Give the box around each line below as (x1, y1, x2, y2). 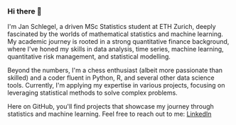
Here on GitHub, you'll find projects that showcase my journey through (7, 102, 215, 111)
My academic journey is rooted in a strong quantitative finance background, (7, 37, 230, 46)
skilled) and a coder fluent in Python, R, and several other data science (7, 73, 215, 82)
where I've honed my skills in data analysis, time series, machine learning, (7, 45, 224, 54)
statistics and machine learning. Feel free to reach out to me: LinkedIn (7, 109, 212, 119)
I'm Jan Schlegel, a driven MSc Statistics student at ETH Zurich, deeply (7, 23, 216, 31)
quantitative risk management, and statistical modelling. (7, 52, 171, 61)
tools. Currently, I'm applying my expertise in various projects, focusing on (7, 81, 225, 90)
